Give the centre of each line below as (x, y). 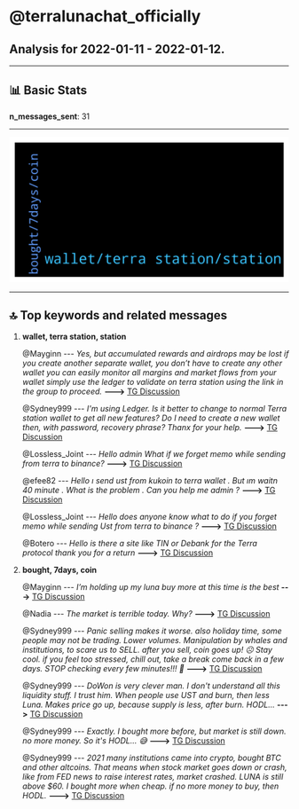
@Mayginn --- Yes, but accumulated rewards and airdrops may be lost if (155, 354)
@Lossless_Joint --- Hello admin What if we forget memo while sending (153, 454)
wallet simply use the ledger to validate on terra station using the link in (153, 382)
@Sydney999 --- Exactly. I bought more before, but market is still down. (154, 731)
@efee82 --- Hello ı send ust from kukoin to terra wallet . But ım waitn (149, 481)
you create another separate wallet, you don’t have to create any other (152, 363)
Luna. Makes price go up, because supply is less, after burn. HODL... (148, 705)
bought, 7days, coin (59, 570)
